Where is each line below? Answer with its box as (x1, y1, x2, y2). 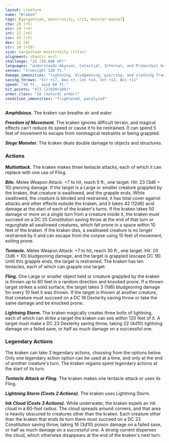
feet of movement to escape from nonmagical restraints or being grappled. (5, 130, 160, 136)
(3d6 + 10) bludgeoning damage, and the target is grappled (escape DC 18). (5, 253, 162, 259)
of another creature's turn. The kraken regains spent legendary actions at (5, 360, 157, 366)
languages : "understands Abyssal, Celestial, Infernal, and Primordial (5, 63, 158, 68)
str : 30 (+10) (5, 45, 35, 50)
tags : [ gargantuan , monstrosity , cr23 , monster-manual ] (5, 17, 125, 22)
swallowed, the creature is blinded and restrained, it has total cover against (5, 195, 161, 201)
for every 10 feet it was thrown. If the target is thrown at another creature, (5, 289, 157, 295)
